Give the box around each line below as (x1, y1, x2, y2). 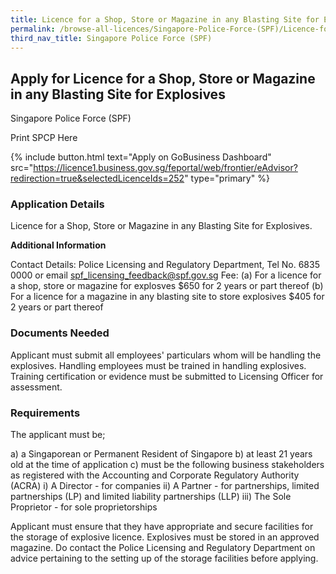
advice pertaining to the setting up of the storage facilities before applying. (10, 552, 319, 565)
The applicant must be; (10, 429, 106, 441)
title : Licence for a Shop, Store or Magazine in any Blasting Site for (10, 14, 320, 25)
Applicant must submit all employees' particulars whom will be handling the (10, 349, 322, 361)
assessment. (10, 381, 63, 393)
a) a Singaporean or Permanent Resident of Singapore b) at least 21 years (10, 448, 313, 460)
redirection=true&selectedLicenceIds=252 (10, 172, 185, 185)
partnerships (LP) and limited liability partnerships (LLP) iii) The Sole (10, 491, 292, 503)
